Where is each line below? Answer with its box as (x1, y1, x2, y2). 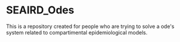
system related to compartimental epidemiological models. (6, 29, 148, 36)
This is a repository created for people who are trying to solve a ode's (6, 23, 175, 30)
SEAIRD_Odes (6, 3, 74, 17)
